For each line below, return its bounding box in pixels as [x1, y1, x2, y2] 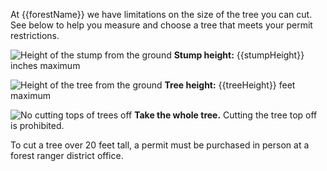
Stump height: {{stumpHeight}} [173, 49, 305, 61]
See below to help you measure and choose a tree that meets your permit [10, 19, 313, 31]
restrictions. [10, 30, 60, 41]
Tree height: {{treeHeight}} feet [164, 79, 296, 91]
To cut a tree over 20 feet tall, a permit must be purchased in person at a [10, 139, 310, 151]
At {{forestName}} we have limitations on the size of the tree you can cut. [10, 9, 313, 20]
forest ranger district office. [10, 150, 124, 161]
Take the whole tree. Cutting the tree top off [134, 109, 318, 121]
